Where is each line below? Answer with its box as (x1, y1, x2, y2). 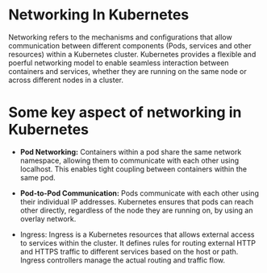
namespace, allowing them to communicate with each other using (19, 155, 240, 165)
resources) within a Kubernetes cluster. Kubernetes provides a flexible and (8, 49, 257, 59)
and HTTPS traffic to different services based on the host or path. (19, 246, 239, 256)
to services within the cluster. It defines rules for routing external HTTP (19, 238, 257, 247)
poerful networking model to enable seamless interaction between (8, 58, 229, 68)
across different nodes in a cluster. (8, 75, 123, 85)
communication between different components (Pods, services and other (8, 40, 252, 50)
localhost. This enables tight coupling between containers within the (19, 163, 248, 174)
